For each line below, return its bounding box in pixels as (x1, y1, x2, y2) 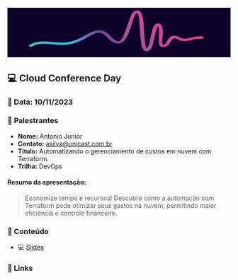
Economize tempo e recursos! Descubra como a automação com (24, 194, 215, 202)
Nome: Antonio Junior (17, 132, 83, 140)
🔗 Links (7, 263, 33, 273)
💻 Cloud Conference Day (7, 72, 122, 84)
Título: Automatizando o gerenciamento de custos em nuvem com (17, 146, 212, 156)
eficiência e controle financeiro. (24, 209, 118, 218)
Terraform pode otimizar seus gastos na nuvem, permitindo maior (24, 202, 217, 210)
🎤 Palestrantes (7, 116, 59, 126)
